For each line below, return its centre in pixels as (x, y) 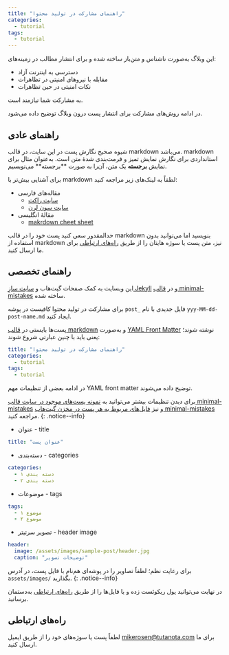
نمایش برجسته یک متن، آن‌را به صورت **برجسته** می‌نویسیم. (87, 166)
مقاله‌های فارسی (39, 193)
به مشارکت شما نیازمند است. (45, 100)
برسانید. (18, 599)
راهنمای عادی (33, 135)
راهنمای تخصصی (40, 271)
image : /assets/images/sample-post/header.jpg (82, 551)
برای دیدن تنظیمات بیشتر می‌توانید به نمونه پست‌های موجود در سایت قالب (102, 401)
